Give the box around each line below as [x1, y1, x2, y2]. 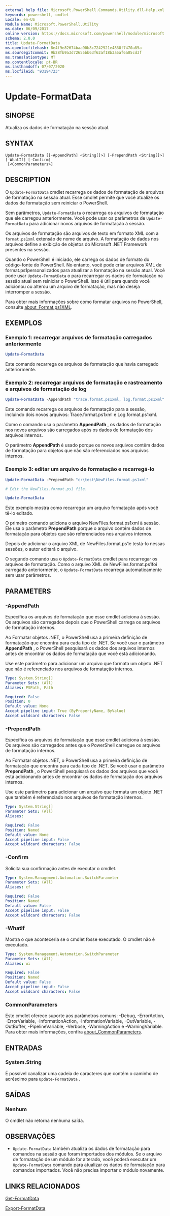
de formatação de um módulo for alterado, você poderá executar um [12, 1156, 156, 1163]
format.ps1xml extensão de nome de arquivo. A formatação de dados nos [5, 235, 159, 242]
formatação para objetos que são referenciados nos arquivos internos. [5, 531, 153, 537]
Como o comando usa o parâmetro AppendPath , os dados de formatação [5, 422, 161, 428]
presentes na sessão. [5, 246, 50, 252]
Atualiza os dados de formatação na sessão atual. [5, 125, 110, 130]
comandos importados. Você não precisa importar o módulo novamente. [12, 1167, 164, 1173]
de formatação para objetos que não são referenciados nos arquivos [5, 448, 149, 454]
